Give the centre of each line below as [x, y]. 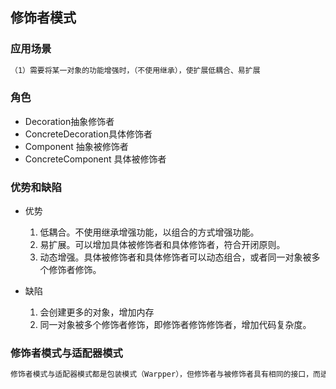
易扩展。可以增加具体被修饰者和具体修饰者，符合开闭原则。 [162, 245]
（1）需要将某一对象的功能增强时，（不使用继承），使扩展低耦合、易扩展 [135, 70]
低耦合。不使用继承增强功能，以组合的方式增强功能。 [149, 232]
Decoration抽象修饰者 [69, 121]
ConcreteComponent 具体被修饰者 [95, 159]
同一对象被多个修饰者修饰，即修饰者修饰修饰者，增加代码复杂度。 [175, 325]
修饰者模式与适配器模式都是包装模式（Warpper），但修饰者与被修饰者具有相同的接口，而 [166, 374]
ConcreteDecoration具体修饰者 [88, 134]
